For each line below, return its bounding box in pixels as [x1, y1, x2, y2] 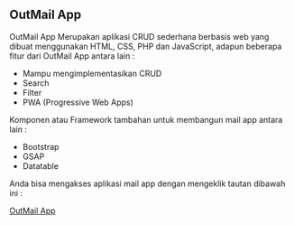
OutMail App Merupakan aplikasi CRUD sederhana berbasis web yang [9, 31, 270, 42]
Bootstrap [22, 141, 60, 152]
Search [22, 77, 50, 89]
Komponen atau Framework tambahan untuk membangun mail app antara [9, 114, 283, 125]
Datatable [22, 160, 59, 171]
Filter [22, 87, 42, 98]
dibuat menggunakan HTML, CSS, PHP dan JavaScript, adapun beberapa [9, 41, 282, 52]
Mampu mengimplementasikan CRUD [22, 68, 162, 79]
